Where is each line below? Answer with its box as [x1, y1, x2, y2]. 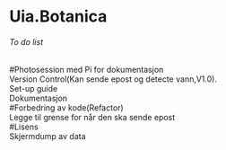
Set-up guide [9, 84, 58, 94]
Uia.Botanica [9, 6, 108, 27]
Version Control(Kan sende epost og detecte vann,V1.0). [9, 74, 218, 84]
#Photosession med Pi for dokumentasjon [9, 65, 164, 75]
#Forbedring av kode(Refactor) [9, 102, 124, 113]
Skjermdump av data [9, 131, 87, 142]
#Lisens [9, 121, 39, 132]
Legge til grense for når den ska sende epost [9, 112, 176, 123]
